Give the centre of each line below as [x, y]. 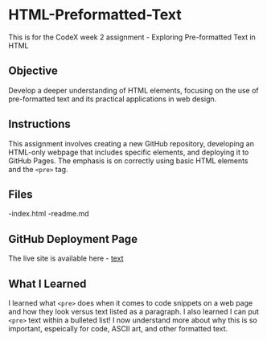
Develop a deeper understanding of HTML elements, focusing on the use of [133, 90]
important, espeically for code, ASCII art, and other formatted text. [118, 329]
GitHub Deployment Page [73, 239]
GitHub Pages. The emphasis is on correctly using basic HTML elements [128, 160]
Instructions [39, 124]
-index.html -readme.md [49, 214]
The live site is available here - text [66, 258]
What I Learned [47, 283]
